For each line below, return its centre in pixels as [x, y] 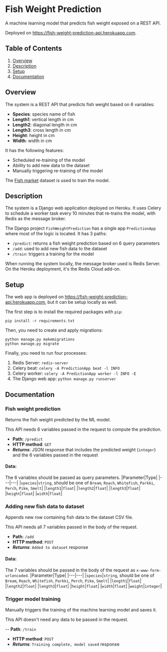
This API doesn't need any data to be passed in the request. [67, 619]
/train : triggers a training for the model [53, 254]
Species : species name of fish [44, 114]
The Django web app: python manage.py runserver [64, 379]
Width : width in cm [32, 141]
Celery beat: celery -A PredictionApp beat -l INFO [66, 368]
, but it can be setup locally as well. [81, 302]
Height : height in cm [33, 135]
